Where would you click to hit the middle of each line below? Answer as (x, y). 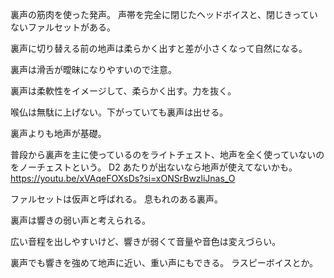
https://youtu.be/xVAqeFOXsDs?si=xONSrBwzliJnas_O (123, 178)
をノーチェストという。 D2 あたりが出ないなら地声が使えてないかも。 (154, 167)
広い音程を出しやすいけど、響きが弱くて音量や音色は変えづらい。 (146, 241)
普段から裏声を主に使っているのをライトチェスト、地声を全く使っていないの (167, 154)
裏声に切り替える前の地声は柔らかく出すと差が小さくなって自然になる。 (159, 48)
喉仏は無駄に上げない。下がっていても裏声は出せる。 (119, 112)
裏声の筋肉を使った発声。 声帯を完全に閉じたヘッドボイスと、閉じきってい (164, 14)
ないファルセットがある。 (63, 27)
